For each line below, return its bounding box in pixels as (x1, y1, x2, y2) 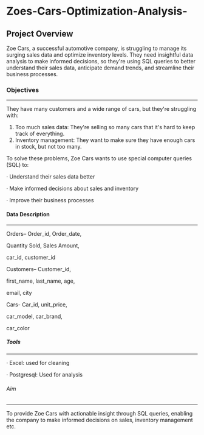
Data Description (6, 210, 50, 217)
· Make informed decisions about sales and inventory (6, 185, 139, 193)
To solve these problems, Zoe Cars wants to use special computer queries (6, 155, 192, 162)
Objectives (6, 85, 39, 94)
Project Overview (6, 29, 73, 39)
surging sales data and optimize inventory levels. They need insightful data (6, 51, 194, 58)
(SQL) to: (6, 161, 29, 169)
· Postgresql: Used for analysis (6, 371, 83, 378)
